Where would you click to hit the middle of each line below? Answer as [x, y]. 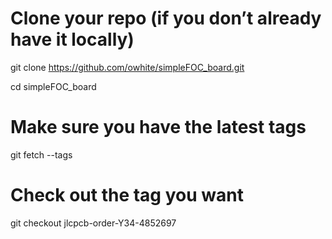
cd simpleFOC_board [53, 86]
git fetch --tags [41, 154]
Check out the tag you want [127, 195]
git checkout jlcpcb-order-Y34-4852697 [93, 223]
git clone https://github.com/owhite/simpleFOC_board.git [127, 67]
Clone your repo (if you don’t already [166, 18]
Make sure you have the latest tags [158, 127]
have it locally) [72, 39]
